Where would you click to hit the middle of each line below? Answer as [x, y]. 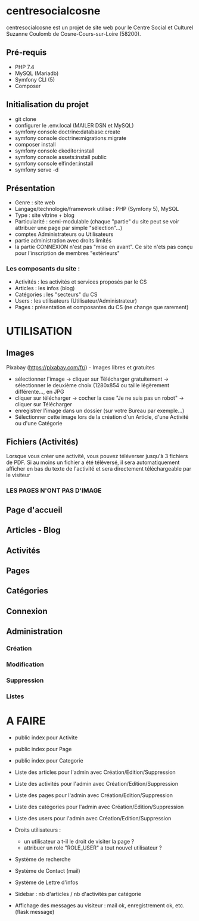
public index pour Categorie [49, 760]
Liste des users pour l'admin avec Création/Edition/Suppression [93, 818]
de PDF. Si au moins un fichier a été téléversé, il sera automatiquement [93, 462]
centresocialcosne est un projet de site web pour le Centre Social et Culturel [100, 27]
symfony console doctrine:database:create [68, 132]
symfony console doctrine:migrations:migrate [71, 138]
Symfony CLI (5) [35, 79]
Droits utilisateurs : [38, 830]
